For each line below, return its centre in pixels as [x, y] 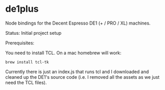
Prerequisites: [20, 43]
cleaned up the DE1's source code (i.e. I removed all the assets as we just [82, 77]
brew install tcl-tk [27, 62]
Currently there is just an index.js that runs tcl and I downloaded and [77, 72]
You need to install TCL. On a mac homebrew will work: [63, 53]
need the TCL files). [26, 82]
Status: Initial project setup [33, 33]
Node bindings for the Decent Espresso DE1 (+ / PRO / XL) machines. [78, 23]
